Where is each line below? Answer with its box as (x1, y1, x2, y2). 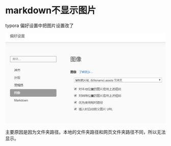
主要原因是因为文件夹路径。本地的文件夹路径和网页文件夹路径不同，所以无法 (5, 129, 166, 135)
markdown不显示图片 (5, 5, 96, 16)
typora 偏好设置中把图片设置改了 (5, 22, 74, 28)
